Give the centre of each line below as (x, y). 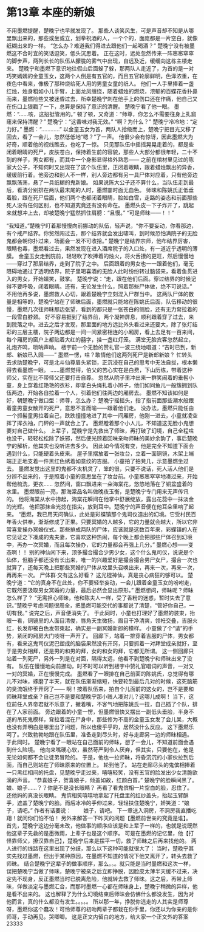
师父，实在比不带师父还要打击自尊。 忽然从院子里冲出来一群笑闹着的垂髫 (97, 377)
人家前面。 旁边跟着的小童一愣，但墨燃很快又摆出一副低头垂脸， (97, 711)
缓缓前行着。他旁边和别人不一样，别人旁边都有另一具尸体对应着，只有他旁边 (102, 174)
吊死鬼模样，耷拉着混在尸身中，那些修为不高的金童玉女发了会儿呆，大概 (107, 719)
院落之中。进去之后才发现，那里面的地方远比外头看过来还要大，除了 (97, 324)
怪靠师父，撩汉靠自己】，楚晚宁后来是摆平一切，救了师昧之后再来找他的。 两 (101, 841)
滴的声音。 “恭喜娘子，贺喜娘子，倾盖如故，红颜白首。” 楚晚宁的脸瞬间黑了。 (102, 780)
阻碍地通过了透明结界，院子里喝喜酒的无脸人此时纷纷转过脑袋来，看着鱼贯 (99, 271)
